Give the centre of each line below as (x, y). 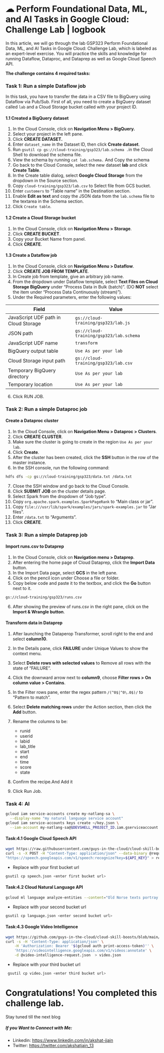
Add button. (25, 712)
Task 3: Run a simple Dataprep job (47, 535)
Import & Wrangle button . (39, 612)
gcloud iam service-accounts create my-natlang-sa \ (60, 814)
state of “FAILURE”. (32, 668)
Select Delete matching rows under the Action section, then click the (82, 707)
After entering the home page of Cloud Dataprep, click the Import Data (84, 562)
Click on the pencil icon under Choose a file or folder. (66, 578)
